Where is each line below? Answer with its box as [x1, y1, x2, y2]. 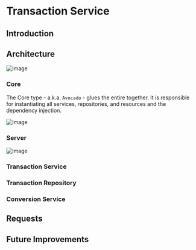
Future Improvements [6, 234, 89, 245]
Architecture [6, 48, 55, 59]
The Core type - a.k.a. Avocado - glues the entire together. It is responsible [6, 94, 190, 101]
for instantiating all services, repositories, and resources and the [6, 100, 166, 107]
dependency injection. [6, 107, 62, 114]
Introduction [6, 28, 54, 39]
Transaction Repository [6, 179, 77, 187]
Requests [6, 214, 43, 224]
